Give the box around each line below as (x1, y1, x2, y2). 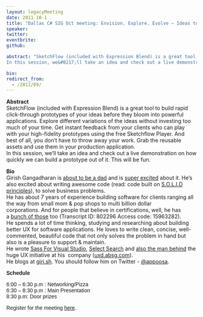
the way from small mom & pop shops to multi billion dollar (6, 200, 152, 207)
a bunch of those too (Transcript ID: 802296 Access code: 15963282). (6, 213, 181, 220)
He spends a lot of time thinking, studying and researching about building (6, 219, 189, 227)
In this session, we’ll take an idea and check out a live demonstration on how (6, 150, 197, 157)
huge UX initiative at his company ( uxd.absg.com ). (6, 252, 134, 259)
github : (6, 43, 26, 49)
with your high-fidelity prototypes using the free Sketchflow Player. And (6, 130, 185, 138)
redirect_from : (6, 76, 45, 82)
